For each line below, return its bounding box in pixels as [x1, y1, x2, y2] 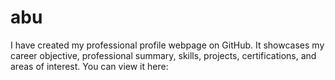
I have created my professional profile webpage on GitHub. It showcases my [10, 39, 325, 51]
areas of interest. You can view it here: [10, 60, 169, 72]
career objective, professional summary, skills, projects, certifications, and [10, 49, 317, 61]
